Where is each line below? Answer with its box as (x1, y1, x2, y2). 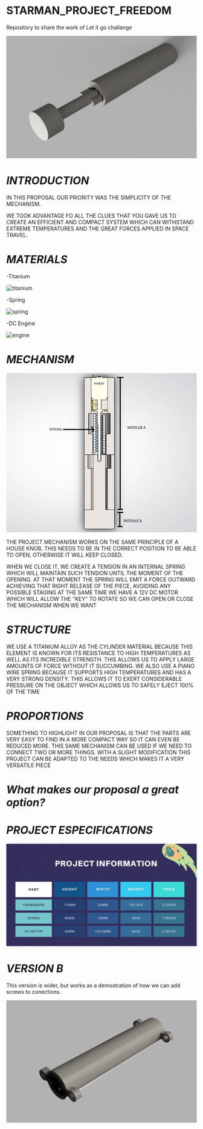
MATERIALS (6, 253, 68, 267)
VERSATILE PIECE (6, 762, 51, 769)
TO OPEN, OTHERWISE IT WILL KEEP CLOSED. (6, 551, 123, 558)
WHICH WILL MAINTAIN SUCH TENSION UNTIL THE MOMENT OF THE (6, 569, 184, 577)
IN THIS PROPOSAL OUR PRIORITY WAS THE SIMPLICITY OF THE (6, 194, 172, 201)
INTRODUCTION (6, 174, 89, 188)
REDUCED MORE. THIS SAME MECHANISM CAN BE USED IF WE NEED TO (6, 742, 192, 749)
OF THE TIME (6, 688, 40, 695)
